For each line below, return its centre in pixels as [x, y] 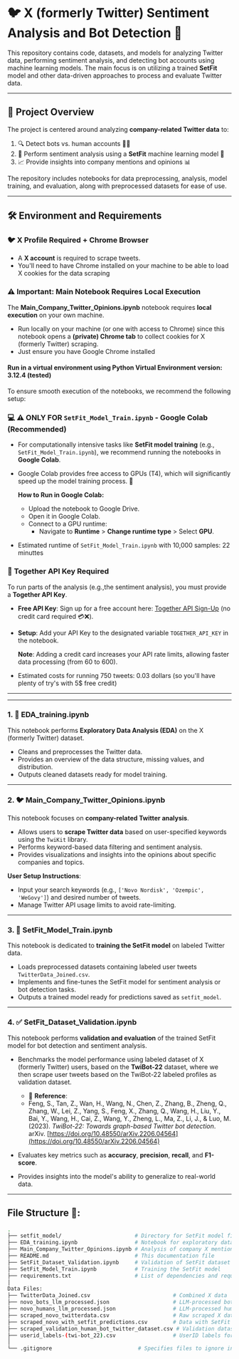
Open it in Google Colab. [64, 516]
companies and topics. [51, 863]
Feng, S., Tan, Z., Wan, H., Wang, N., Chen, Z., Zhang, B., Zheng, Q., [128, 1103]
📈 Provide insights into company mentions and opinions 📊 [104, 162]
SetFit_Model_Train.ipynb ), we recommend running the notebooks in [119, 452]
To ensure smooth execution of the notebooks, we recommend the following [119, 391]
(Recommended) [37, 429]
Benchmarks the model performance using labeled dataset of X [111, 1059]
